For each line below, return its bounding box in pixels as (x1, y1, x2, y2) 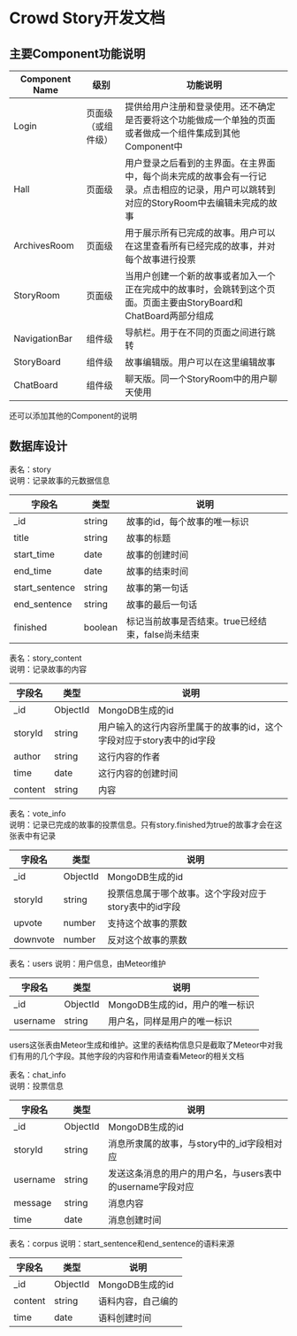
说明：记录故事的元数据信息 (9, 475, 110, 485)
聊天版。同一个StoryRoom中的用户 (125, 373, 270, 385)
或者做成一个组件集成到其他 (125, 127, 240, 139)
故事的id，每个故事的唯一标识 (126, 515, 249, 528)
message (13, 1196, 52, 1209)
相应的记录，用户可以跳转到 (160, 183, 276, 196)
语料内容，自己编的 (97, 1294, 179, 1307)
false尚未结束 (143, 628, 201, 640)
